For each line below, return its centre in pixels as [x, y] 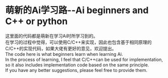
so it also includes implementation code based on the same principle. [77, 65]
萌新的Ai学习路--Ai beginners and [77, 10]
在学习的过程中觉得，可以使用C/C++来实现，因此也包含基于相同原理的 [79, 42]
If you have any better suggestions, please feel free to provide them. [76, 70]
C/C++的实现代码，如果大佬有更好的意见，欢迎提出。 [61, 48]
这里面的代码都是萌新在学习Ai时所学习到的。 [52, 36]
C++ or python [37, 21]
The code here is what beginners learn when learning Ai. [64, 54]
